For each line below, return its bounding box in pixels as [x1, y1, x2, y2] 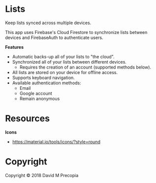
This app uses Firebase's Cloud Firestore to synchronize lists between [5, 29, 148, 35]
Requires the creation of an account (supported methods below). [19, 64, 152, 70]
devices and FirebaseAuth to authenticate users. [5, 35, 103, 40]
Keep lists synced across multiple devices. [5, 20, 92, 26]
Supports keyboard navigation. [12, 74, 75, 80]
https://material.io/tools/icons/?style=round [12, 139, 101, 145]
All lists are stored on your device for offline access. [12, 69, 118, 75]
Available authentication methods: [12, 80, 81, 86]
